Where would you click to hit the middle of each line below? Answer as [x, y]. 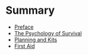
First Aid [24, 46]
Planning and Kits [36, 39]
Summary [30, 10]
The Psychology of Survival [48, 33]
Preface [24, 27]
